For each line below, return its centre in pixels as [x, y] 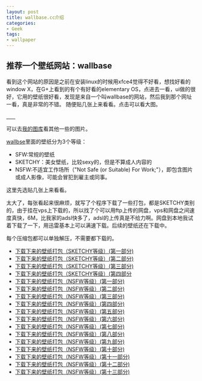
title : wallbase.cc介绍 [35, 18]
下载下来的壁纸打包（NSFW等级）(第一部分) [70, 281]
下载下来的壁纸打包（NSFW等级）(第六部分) [70, 319]
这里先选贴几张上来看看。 [38, 190]
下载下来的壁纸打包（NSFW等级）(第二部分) [70, 289]
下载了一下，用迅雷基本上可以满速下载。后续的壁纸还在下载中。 [90, 225]
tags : [13, 34]
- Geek [14, 29]
